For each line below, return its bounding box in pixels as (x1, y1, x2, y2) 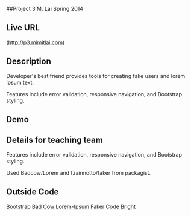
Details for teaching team (6, 135, 104, 145)
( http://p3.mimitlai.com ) (6, 39, 65, 46)
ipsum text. (6, 79, 34, 86)
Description (6, 56, 51, 67)
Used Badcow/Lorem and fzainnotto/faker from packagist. (6, 169, 151, 176)
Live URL (6, 22, 40, 33)
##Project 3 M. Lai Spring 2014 (6, 5, 83, 12)
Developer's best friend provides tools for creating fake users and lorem (6, 72, 186, 79)
